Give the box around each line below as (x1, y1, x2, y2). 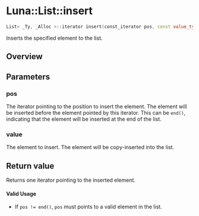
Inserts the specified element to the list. (6, 34, 103, 41)
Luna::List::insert (6, 4, 93, 18)
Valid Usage (6, 190, 37, 197)
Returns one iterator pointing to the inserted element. (6, 176, 136, 183)
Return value (6, 161, 54, 171)
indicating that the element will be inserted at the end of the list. (6, 115, 162, 122)
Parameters (6, 72, 50, 82)
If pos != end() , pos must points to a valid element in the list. (14, 203, 162, 211)
